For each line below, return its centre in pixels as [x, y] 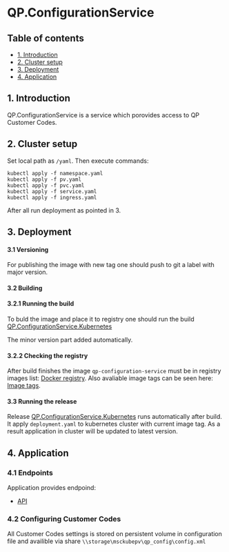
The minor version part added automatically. [70, 340]
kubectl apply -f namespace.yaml [55, 173]
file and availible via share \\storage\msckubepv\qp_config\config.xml [107, 541]
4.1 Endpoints [30, 473]
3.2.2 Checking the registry [48, 355]
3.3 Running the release [42, 401]
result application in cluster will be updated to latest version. [92, 431]
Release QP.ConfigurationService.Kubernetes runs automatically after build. [115, 417]
